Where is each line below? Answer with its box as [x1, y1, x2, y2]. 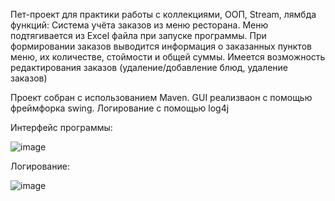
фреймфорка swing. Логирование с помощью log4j [10, 102, 230, 114]
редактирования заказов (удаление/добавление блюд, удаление [10, 62, 289, 73]
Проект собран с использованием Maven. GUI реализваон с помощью [10, 92, 313, 103]
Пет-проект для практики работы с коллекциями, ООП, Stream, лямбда [10, 9, 317, 20]
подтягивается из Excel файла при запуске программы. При [10, 30, 267, 41]
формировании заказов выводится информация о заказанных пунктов [10, 40, 312, 52]
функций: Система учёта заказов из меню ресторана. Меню [10, 19, 269, 31]
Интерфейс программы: [10, 122, 113, 133]
